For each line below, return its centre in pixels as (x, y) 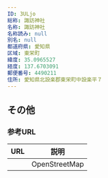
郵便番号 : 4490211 (32, 73)
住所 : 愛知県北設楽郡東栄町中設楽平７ (55, 79)
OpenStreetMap (58, 165)
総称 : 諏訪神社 (26, 20)
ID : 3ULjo (22, 14)
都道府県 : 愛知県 (29, 47)
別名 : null (22, 40)
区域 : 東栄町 (23, 54)
